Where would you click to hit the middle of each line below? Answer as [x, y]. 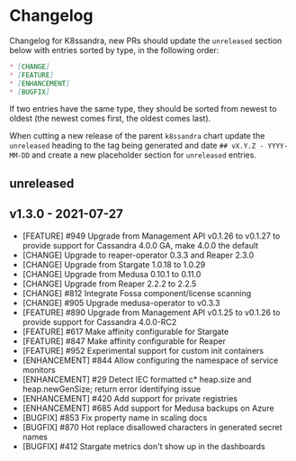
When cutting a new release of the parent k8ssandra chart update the [137, 136]
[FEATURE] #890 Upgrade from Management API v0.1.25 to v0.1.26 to [151, 312]
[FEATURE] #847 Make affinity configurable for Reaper [124, 341]
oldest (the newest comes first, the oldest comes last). [110, 119]
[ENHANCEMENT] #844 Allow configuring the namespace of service [150, 360]
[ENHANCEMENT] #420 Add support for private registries [130, 398]
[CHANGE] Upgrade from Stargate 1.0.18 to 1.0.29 [114, 264]
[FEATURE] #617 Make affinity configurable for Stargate [126, 331]
